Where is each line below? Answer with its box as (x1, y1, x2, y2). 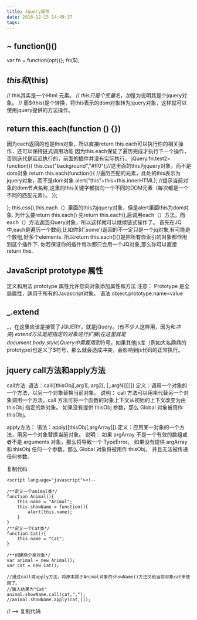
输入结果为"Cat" (12, 587, 47, 592)
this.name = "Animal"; (17, 499, 73, 505)
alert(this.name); (28, 509, 73, 515)
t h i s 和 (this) (6, 75, 49, 85)
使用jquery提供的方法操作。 (6, 107, 74, 113)
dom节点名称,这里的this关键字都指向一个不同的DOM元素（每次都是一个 (16, 184, 189, 191)
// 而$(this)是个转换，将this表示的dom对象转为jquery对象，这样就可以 (18, 99, 187, 106)
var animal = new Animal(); (6, 558, 76, 564)
